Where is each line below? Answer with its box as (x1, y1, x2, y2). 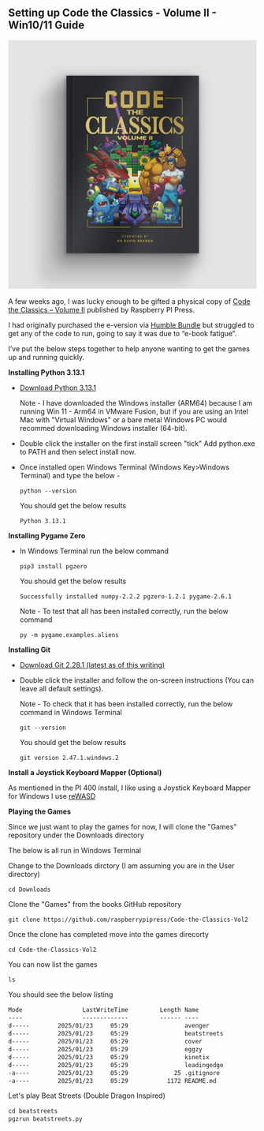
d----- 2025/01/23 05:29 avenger (8, 1022, 210, 1030)
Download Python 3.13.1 (19, 383, 97, 393)
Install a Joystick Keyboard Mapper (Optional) (8, 768, 162, 777)
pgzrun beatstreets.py (8, 1115, 83, 1123)
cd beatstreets (8, 1107, 58, 1115)
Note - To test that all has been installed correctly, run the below (19, 607, 229, 616)
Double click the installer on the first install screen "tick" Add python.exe (19, 439, 255, 448)
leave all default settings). (19, 684, 104, 694)
